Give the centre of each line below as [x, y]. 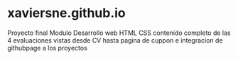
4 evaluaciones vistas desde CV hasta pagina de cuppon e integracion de [115, 40]
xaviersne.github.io [66, 13]
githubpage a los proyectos [47, 48]
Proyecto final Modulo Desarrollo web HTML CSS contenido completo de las [119, 33]
